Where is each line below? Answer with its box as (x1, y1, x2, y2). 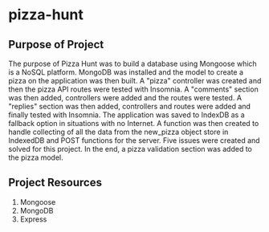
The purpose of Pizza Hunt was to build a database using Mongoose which (8, 59, 257, 68)
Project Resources (8, 176, 103, 189)
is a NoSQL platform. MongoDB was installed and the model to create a (8, 67, 243, 77)
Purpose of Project (8, 38, 104, 51)
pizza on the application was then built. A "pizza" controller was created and (8, 76, 262, 85)
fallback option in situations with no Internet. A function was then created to (8, 119, 259, 128)
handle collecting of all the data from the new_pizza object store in (8, 127, 229, 136)
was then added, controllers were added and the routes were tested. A (8, 93, 243, 102)
